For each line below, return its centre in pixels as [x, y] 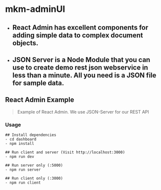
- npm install [20, 144]
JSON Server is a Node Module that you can [81, 60]
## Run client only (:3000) [34, 179]
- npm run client [23, 183]
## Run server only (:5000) [34, 165]
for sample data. [38, 83]
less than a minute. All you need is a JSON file [84, 75]
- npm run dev [20, 157]
